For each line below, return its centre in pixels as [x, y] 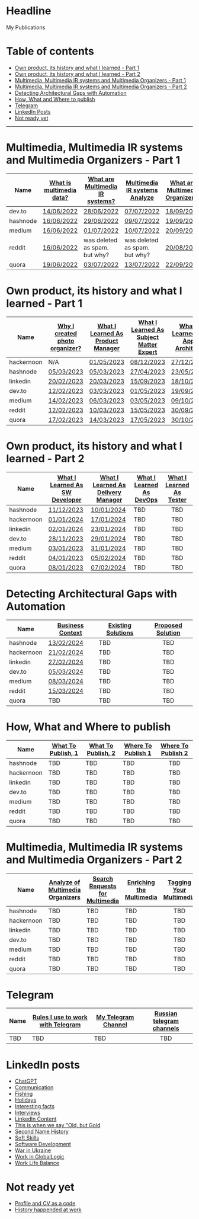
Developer [67, 500]
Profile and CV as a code [45, 1204]
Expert [148, 352]
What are [101, 179]
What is [60, 183]
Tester [177, 500]
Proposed [168, 625]
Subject [147, 337]
